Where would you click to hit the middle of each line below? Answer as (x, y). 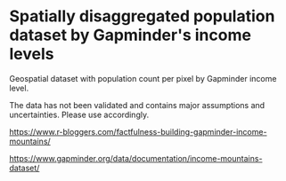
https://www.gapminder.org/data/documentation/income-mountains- (136, 158)
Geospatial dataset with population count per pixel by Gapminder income (143, 78)
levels (32, 54)
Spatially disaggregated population (142, 16)
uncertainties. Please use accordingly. (79, 114)
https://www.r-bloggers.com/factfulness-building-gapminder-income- (138, 131)
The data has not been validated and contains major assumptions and (137, 105)
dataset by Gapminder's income (131, 35)
